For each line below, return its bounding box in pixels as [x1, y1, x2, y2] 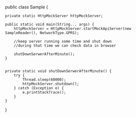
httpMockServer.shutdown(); [22, 82, 79, 86]
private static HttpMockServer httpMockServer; [5, 14, 103, 18]
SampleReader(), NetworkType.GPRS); [5, 31, 79, 35]
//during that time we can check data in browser [14, 43, 117, 48]
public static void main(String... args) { [5, 22, 95, 27]
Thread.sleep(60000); [22, 77, 67, 82]
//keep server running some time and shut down [14, 39, 112, 44]
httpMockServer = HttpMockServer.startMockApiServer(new [14, 26, 132, 31]
